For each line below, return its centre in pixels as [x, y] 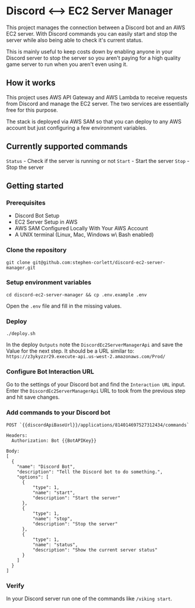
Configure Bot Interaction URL [50, 372]
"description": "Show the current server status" [95, 550]
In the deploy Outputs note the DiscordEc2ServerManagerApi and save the [95, 345]
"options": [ [33, 477]
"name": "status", [55, 545]
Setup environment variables [49, 283]
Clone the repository [36, 250]
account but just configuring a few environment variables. [77, 128]
